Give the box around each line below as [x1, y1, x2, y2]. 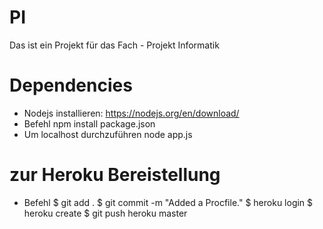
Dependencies [9, 74, 133, 97]
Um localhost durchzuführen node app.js [23, 128, 193, 140]
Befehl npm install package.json [23, 117, 156, 130]
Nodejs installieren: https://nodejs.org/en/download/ [23, 107, 240, 119]
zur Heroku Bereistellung [9, 164, 221, 186]
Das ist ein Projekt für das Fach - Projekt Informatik [9, 39, 220, 51]
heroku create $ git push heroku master [23, 207, 188, 219]
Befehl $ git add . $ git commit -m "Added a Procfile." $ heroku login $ [23, 196, 314, 208]
